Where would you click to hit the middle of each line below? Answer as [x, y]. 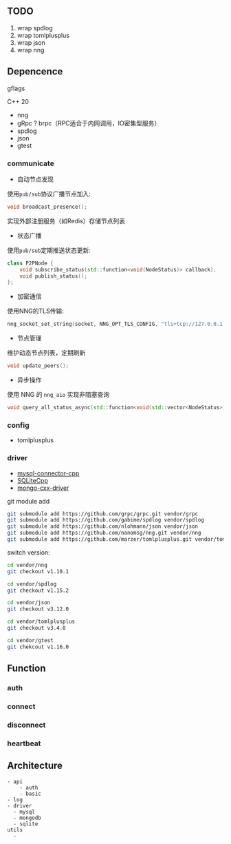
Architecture [35, 766]
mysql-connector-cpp [48, 473]
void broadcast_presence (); [47, 207]
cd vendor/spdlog [32, 584]
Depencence [35, 72]
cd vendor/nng [27, 565]
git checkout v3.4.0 [37, 628]
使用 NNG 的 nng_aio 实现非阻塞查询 [58, 395]
